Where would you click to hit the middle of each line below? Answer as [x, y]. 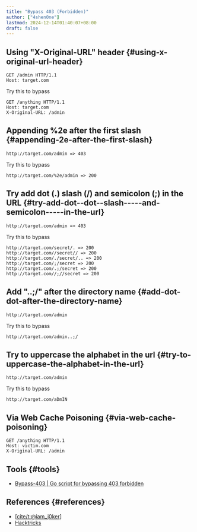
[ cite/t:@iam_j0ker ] [38, 516]
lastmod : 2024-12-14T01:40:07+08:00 [51, 23]
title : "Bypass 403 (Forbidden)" [47, 12]
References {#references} [56, 502]
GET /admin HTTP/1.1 [32, 75]
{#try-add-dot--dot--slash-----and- [92, 203]
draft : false [22, 28]
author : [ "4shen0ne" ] [33, 17]
